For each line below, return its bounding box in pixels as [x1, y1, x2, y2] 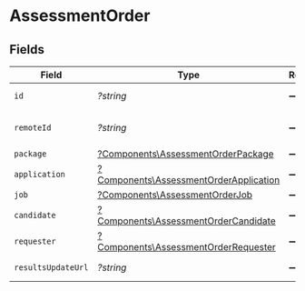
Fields [9, 42, 45, 57]
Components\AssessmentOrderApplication [96, 174, 280, 186]
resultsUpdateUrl [14, 263, 89, 273]
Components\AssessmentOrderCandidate [96, 215, 276, 227]
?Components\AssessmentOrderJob [96, 188, 252, 201]
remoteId [14, 123, 52, 133]
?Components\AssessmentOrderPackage [96, 147, 274, 160]
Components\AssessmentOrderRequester [96, 241, 277, 253]
